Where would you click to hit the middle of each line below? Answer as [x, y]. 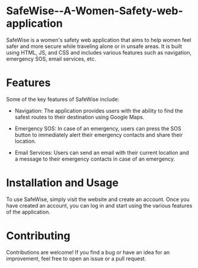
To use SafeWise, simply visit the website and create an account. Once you [98, 199]
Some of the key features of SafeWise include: [63, 99]
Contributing [38, 236]
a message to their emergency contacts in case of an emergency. [95, 159]
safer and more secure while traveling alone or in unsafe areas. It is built [94, 46]
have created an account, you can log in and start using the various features [99, 205]
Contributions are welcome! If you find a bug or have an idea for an [88, 252]
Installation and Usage [62, 183]
